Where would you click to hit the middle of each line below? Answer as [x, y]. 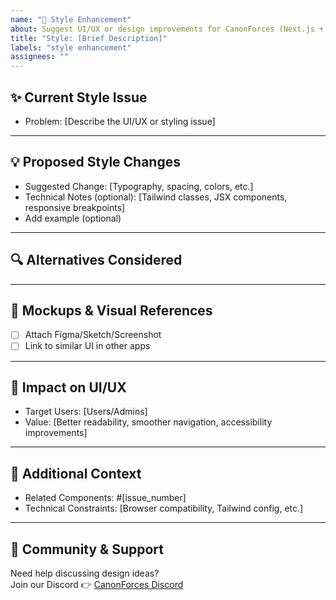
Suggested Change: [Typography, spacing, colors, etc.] [139, 186]
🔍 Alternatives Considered [96, 260]
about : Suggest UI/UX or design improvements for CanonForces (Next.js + [167, 29]
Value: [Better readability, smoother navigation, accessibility [148, 422]
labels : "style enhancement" [71, 47]
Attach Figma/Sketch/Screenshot [93, 335]
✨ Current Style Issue [79, 97]
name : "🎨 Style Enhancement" [71, 19]
